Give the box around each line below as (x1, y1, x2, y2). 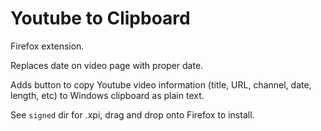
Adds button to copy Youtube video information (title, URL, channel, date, (10, 78, 312, 91)
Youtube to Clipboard (10, 7, 191, 30)
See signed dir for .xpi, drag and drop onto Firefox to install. (10, 108, 255, 121)
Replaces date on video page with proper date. (10, 59, 204, 71)
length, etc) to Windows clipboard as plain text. (10, 89, 205, 101)
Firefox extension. (10, 40, 85, 52)
